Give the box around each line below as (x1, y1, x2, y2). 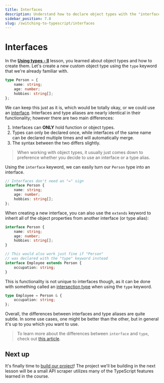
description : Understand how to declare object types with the (5, 12, 137, 17)
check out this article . (17, 336, 61, 342)
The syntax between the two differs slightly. (12, 140, 101, 146)
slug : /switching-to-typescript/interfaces (5, 20, 95, 26)
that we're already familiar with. (5, 68, 68, 74)
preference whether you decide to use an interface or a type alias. (17, 154, 150, 160)
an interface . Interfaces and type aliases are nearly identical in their (5, 110, 141, 115)
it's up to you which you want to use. (5, 321, 79, 327)
